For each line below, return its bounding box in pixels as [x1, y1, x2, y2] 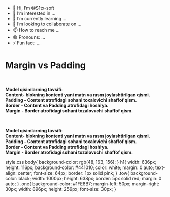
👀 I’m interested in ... [12, 10, 56, 16]
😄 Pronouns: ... [12, 34, 46, 40]
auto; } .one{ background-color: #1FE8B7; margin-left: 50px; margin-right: [5, 181, 160, 187]
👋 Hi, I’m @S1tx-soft [12, 5, 54, 11]
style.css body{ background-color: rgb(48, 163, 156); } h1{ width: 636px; [5, 159, 156, 165]
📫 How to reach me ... [12, 27, 60, 33]
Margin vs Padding [5, 60, 86, 71]
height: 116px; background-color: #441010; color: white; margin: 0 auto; [5, 164, 154, 171]
